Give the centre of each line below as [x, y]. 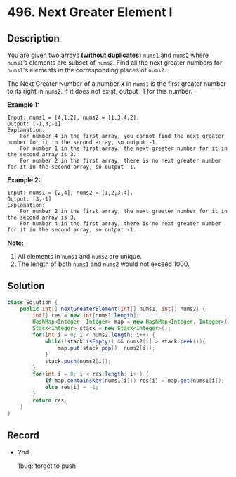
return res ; [50, 400]
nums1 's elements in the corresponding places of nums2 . [87, 70]
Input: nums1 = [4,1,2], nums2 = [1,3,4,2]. [73, 117]
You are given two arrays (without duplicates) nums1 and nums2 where [108, 55]
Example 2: [24, 180]
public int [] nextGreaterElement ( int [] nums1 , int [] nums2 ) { [113, 309]
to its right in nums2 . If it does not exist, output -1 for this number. [100, 91]
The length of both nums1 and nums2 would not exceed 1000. [103, 264]
